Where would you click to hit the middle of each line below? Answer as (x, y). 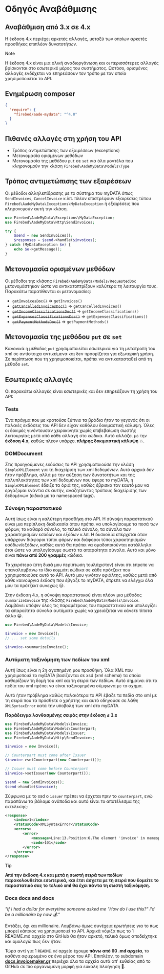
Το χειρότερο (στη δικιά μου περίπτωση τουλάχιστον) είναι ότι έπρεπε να (80, 565)
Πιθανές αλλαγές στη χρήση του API (63, 139)
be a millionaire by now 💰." (32, 914)
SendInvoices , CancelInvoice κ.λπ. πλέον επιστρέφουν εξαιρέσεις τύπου (78, 198)
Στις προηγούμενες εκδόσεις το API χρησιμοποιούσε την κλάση (70, 464)
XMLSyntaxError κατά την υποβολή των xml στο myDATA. (62, 705)
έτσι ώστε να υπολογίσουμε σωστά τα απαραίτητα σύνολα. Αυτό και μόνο (81, 550)
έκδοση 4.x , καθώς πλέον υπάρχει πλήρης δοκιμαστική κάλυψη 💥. (75, 441)
